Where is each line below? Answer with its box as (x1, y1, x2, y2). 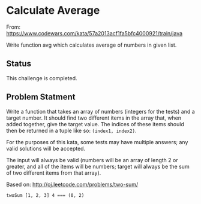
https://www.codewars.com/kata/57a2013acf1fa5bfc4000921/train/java (6, 29, 183, 36)
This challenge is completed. (6, 74, 77, 81)
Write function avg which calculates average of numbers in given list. (6, 41, 177, 48)
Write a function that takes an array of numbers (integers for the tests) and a (6, 108, 195, 115)
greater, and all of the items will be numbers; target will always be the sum (6, 163, 190, 170)
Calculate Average (6, 4, 100, 17)
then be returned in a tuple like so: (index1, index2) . (6, 127, 137, 134)
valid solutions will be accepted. (6, 145, 86, 152)
